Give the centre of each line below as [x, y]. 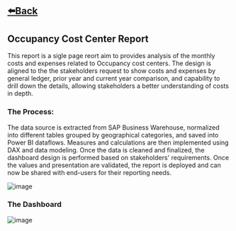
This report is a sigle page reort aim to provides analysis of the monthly [111, 56]
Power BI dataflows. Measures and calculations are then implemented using [118, 142]
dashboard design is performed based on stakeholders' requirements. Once [118, 157]
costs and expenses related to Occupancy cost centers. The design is [109, 63]
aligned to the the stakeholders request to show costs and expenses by [112, 71]
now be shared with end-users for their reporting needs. [90, 172]
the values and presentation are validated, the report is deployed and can [114, 165]
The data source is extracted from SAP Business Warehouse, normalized [113, 127]
